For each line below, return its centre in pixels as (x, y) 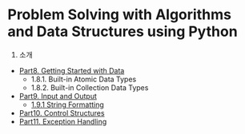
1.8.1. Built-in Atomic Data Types (84, 79)
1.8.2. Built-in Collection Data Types (90, 87)
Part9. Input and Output (58, 96)
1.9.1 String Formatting (68, 104)
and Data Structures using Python (122, 32)
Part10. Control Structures (62, 112)
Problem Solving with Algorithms (119, 15)
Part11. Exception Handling (63, 121)
